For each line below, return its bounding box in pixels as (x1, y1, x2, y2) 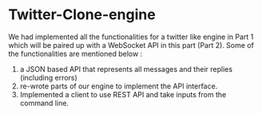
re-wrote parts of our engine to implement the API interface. (19, 81, 218, 91)
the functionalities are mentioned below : (8, 49, 143, 58)
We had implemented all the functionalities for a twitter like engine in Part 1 (8, 32, 254, 41)
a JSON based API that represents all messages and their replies (19, 64, 233, 73)
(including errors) (19, 73, 77, 82)
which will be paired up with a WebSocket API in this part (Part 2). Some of (8, 40, 254, 49)
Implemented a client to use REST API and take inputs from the (19, 89, 227, 99)
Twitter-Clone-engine (8, 6, 156, 24)
